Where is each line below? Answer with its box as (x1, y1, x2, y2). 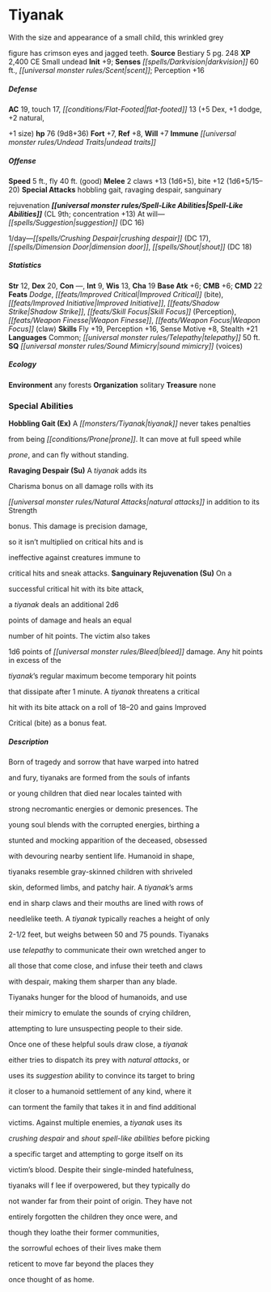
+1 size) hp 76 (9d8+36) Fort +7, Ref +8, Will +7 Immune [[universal (8, 128, 236, 138)
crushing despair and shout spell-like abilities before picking (8, 1133, 210, 1143)
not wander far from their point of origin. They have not (8, 1196, 193, 1206)
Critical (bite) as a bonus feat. (8, 718, 108, 728)
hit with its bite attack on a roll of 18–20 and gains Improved (8, 703, 206, 712)
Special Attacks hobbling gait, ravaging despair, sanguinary (21, 185, 222, 194)
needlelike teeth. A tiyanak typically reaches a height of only (8, 914, 210, 924)
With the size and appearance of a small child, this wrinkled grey (8, 32, 224, 42)
